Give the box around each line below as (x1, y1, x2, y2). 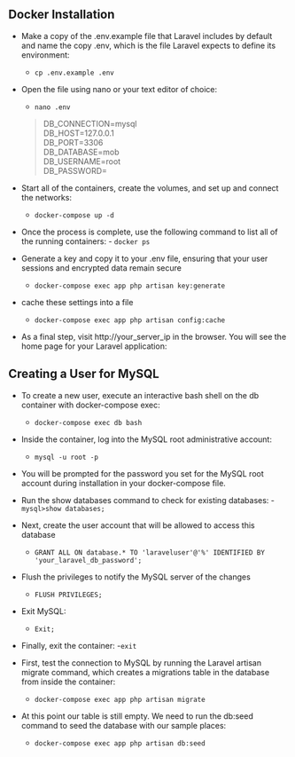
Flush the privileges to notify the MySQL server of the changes (20, 572, 252, 582)
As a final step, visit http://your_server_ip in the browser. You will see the (20, 331, 287, 342)
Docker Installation (8, 7, 115, 22)
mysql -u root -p (34, 453, 99, 461)
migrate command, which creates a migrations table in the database (20, 666, 270, 677)
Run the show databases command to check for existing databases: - (20, 494, 276, 505)
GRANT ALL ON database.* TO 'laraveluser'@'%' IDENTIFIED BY (34, 548, 265, 557)
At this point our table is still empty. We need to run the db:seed (20, 710, 253, 722)
